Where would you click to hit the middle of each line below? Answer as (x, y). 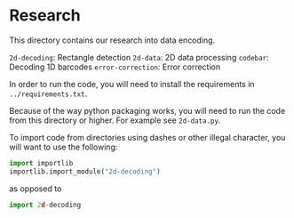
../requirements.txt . (48, 93)
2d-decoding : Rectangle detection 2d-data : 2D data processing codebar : (139, 57)
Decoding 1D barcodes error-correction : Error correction (115, 67)
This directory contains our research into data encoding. (112, 40)
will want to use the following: (64, 147)
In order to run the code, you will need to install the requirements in (132, 84)
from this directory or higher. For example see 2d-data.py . (115, 120)
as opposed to (36, 189)
